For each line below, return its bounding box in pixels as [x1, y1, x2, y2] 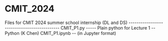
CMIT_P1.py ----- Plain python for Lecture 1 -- [60, 24, 156, 30]
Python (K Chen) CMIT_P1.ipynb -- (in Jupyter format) [5, 30, 117, 36]
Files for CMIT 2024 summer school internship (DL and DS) [5, 19, 128, 25]
